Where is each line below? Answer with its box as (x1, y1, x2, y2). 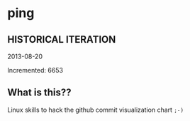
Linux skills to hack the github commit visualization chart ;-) (7, 105, 184, 114)
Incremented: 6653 (7, 66, 64, 74)
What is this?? (7, 87, 72, 99)
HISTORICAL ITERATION (7, 33, 116, 46)
